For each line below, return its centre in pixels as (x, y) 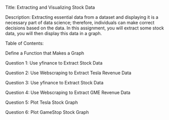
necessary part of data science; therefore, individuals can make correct (80, 23)
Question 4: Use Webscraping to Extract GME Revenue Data (68, 93)
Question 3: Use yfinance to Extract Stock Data (54, 83)
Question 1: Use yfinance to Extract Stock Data (54, 63)
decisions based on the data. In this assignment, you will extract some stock (85, 28)
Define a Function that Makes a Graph (45, 53)
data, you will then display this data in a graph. (54, 33)
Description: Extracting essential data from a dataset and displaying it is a (82, 17)
